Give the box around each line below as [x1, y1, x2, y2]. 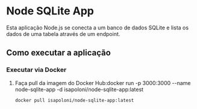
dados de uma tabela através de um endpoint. [6, 30, 120, 37]
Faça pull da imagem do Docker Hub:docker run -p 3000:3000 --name [14, 79, 191, 86]
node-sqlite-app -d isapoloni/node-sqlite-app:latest [14, 86, 143, 93]
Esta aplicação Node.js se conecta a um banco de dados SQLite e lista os [6, 24, 189, 31]
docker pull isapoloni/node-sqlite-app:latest [14, 97, 134, 103]
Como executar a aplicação [6, 48, 111, 58]
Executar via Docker [6, 66, 67, 74]
